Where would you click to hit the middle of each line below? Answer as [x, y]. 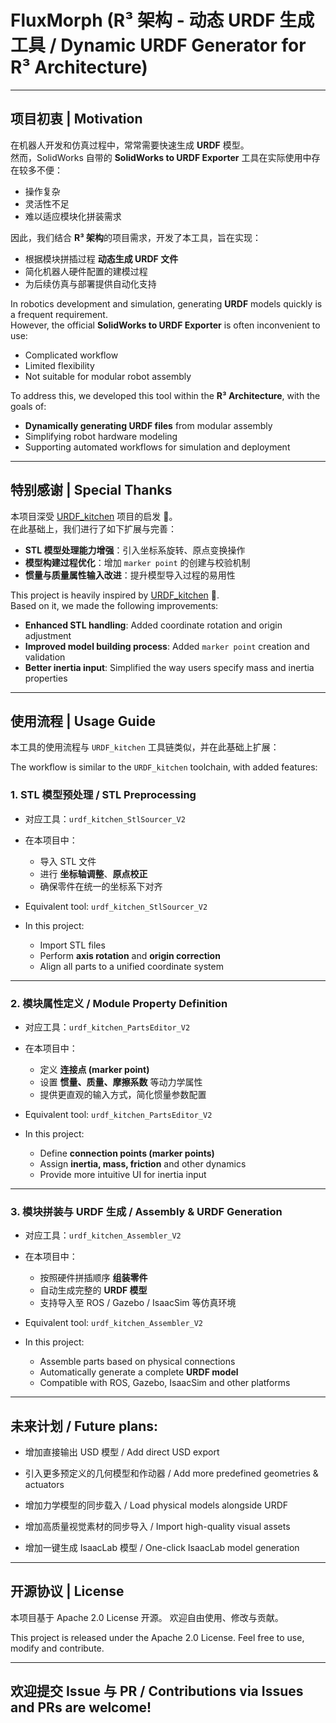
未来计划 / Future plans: [84, 1426]
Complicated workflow [71, 355]
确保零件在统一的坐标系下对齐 [101, 886]
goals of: [28, 406]
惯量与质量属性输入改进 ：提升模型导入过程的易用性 [130, 575]
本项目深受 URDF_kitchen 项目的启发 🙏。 [94, 516]
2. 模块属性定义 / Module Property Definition [119, 1003]
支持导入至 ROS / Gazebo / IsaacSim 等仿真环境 [138, 1303]
